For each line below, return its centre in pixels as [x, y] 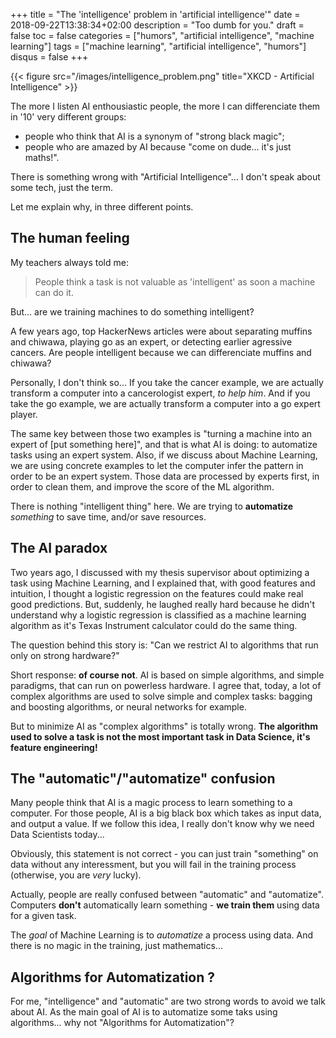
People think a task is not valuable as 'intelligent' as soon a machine [175, 281]
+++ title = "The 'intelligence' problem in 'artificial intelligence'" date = [155, 14]
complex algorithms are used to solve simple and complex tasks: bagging [161, 696]
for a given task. [43, 916]
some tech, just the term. [61, 187]
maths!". [42, 157]
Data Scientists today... [57, 835]
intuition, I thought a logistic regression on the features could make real [157, 593]
